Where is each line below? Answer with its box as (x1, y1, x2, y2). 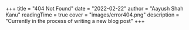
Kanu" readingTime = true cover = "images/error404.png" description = (5, 11, 180, 18)
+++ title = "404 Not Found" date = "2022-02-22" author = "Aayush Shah (5, 5, 184, 12)
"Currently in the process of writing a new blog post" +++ (5, 18, 145, 24)
